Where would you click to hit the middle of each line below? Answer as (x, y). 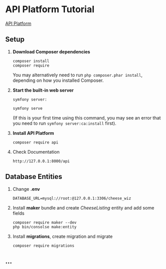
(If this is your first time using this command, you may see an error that (87, 117)
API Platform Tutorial (50, 9)
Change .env (26, 189)
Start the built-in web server (43, 90)
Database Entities (34, 177)
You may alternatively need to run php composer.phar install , (77, 75)
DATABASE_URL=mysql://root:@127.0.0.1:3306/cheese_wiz (72, 198)
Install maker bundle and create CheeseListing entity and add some (84, 207)
